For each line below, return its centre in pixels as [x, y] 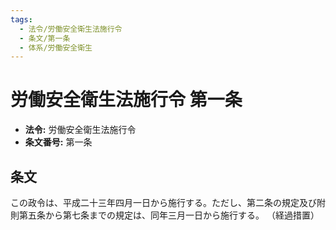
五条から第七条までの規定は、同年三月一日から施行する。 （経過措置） [173, 215]
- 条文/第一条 [45, 38]
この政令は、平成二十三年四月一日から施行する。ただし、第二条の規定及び [163, 202]
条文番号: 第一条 [58, 142]
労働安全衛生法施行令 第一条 [126, 100]
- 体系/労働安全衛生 [56, 47]
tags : [21, 19]
